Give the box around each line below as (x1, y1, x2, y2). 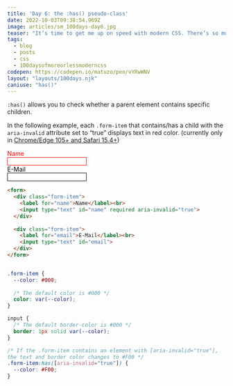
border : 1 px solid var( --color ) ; (13, 328, 110, 335)
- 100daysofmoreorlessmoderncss (13, 62, 107, 69)
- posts (13, 49, 36, 56)
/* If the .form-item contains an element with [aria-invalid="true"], (7, 347, 218, 354)
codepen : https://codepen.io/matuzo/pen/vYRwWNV (7, 68, 150, 75)
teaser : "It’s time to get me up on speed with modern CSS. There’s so (7, 29, 218, 37)
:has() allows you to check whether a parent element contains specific (7, 100, 210, 108)
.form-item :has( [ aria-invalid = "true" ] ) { (7, 360, 129, 367)
